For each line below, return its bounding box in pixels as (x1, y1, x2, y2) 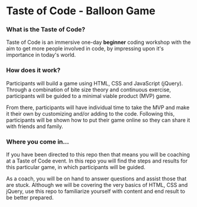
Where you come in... (6, 138, 69, 146)
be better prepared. (6, 194, 54, 201)
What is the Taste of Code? (6, 26, 86, 34)
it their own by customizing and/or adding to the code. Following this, (6, 110, 175, 117)
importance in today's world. (6, 52, 76, 59)
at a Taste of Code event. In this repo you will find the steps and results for (6, 157, 188, 164)
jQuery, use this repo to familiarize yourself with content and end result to (6, 188, 185, 195)
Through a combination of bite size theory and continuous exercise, (6, 86, 172, 93)
